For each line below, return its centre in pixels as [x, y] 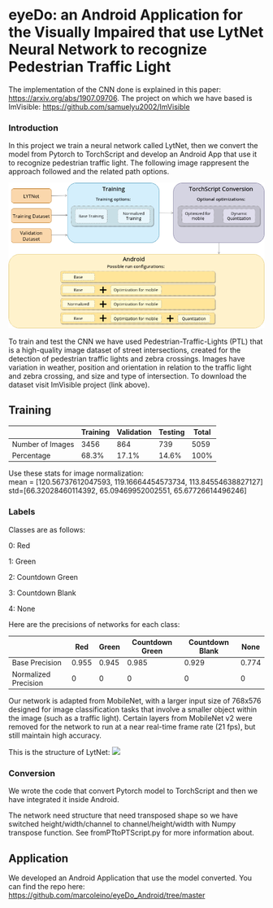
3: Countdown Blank [42, 593]
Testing [171, 432]
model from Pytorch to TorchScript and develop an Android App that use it [133, 154]
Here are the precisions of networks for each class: [94, 624]
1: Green [22, 561]
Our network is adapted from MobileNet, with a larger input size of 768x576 [135, 701]
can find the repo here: [47, 887]
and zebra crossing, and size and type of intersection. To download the [128, 376]
